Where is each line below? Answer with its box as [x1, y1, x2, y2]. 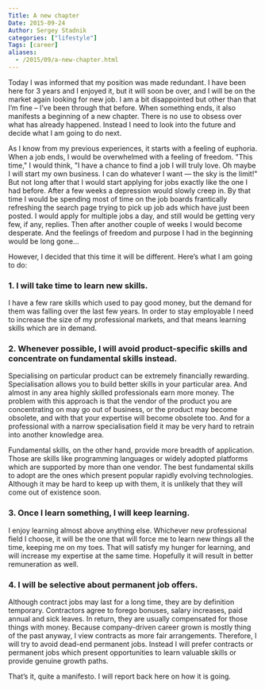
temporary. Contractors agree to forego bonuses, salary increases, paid [8, 606, 244, 615]
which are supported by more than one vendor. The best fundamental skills [8, 462, 254, 472]
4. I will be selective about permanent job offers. [8, 579, 198, 590]
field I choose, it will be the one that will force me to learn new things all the [8, 533, 255, 544]
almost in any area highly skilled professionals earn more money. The [8, 388, 235, 398]
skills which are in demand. [8, 323, 98, 333]
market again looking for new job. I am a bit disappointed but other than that [8, 94, 256, 104]
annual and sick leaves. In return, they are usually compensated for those [8, 614, 248, 624]
